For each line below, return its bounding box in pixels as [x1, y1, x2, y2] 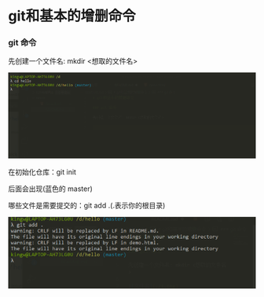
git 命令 [8, 37, 37, 48]
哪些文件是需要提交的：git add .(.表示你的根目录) [8, 201, 166, 211]
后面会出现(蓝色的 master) [8, 184, 93, 193]
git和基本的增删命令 [8, 7, 136, 25]
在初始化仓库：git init [8, 167, 77, 177]
